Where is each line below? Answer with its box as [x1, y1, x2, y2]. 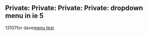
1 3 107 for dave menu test [5, 25, 54, 31]
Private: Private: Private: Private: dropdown [5, 4, 144, 12]
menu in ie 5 [5, 12, 44, 20]
